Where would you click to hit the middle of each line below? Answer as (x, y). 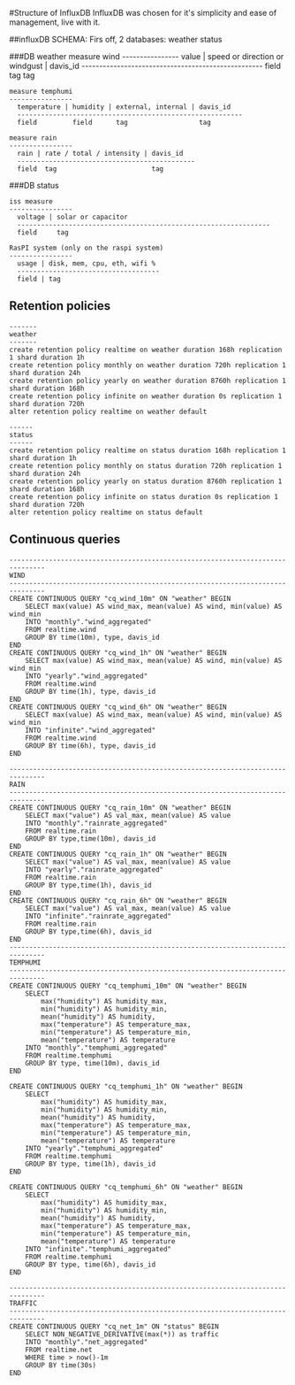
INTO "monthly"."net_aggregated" (87, 1342)
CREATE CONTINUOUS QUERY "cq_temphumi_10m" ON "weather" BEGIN (128, 986)
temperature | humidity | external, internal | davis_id (124, 107)
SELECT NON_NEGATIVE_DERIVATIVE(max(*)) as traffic (122, 1334)
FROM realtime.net (59, 1350)
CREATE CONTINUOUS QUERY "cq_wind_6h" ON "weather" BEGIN (118, 707)
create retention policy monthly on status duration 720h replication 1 (146, 466)
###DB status (34, 185)
